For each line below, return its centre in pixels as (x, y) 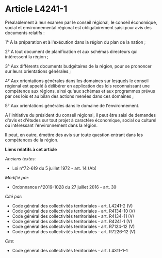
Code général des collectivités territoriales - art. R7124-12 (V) (73, 226)
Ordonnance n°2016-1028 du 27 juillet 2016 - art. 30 (64, 187)
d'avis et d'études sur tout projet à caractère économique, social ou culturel (81, 120)
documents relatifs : (25, 33)
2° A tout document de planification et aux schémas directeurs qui (71, 52)
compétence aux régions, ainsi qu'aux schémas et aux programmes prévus (80, 91)
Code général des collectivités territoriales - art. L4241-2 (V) (72, 206)
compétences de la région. (32, 140)
